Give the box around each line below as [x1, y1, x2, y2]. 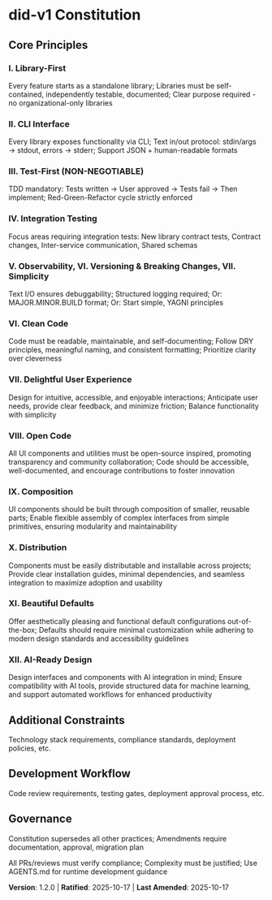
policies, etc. [8, 743, 51, 753]
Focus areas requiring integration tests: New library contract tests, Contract [8, 231, 261, 241]
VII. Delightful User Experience [8, 374, 132, 385]
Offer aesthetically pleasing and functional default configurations [8, 616, 226, 626]
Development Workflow [8, 767, 132, 781]
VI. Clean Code [8, 318, 69, 329]
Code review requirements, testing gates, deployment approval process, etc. [8, 788, 265, 798]
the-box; [8, 625, 37, 634]
